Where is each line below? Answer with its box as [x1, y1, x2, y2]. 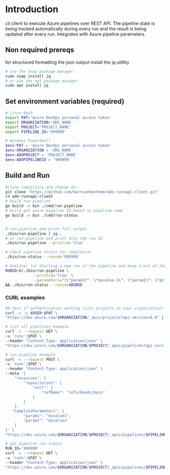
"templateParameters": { [12, 409, 65, 414]
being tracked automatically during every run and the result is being [5, 25, 147, 31]
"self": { [32, 385, 53, 390]
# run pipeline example [5, 352, 56, 357]
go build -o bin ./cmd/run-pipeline [5, 203, 82, 208]
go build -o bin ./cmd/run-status [5, 212, 78, 218]
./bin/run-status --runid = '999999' [5, 254, 80, 260]
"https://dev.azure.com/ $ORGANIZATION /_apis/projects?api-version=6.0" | [5, 315, 164, 320]
